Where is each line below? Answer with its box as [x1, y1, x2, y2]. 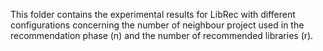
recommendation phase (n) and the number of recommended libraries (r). [10, 30, 314, 41]
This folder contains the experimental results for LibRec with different [10, 9, 296, 20]
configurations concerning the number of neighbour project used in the [10, 19, 305, 31]
